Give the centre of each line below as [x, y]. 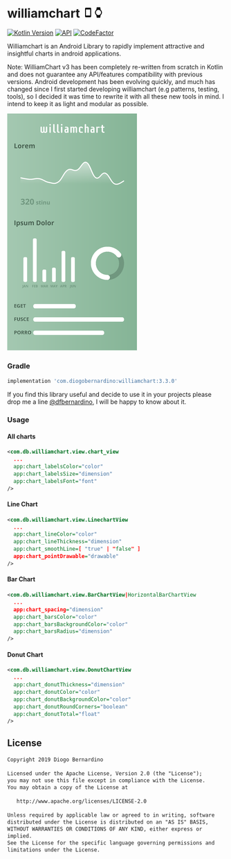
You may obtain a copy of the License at [68, 788]
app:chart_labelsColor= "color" [58, 466]
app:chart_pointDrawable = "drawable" [66, 556]
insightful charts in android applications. [64, 53]
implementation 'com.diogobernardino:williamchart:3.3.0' [92, 381]
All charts [21, 436]
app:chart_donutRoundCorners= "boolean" [71, 706]
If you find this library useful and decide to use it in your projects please [110, 395]
